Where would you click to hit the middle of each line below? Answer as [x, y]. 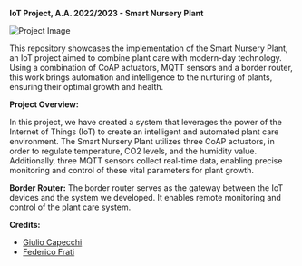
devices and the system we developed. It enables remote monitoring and [145, 197]
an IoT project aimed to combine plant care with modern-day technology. [146, 58]
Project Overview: [44, 104]
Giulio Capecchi [52, 242]
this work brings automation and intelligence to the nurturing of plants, [141, 77]
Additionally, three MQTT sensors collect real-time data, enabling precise [146, 161]
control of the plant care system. [70, 207]
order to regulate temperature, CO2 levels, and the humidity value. [133, 151]
